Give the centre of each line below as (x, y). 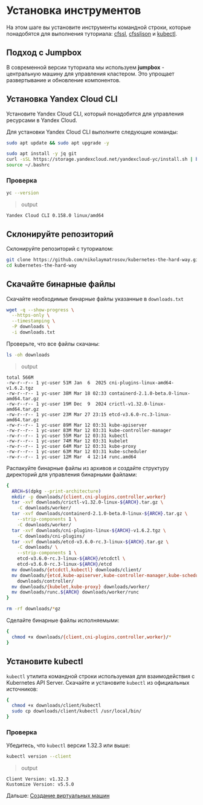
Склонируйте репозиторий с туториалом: (60, 249)
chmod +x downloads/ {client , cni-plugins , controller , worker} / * (92, 637)
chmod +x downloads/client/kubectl (56, 706)
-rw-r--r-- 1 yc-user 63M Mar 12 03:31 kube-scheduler (77, 451)
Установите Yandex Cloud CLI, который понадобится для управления (95, 114)
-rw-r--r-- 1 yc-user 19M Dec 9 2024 (56, 404)
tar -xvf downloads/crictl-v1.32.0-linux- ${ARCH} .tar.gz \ (88, 502)
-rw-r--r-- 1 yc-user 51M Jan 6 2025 (56, 383)
